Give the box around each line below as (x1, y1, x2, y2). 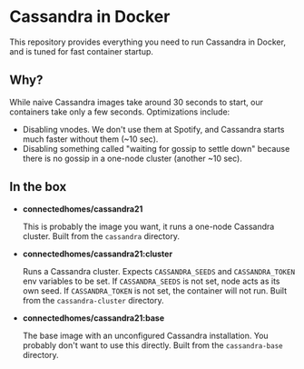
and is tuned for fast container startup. (9, 45, 154, 56)
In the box (9, 179, 67, 194)
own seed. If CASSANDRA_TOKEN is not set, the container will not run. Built (22, 284, 288, 296)
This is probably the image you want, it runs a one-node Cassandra (22, 221, 275, 232)
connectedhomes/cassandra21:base (22, 312, 165, 324)
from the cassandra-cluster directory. (22, 294, 164, 305)
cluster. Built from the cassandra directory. (22, 230, 180, 242)
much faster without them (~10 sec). (22, 134, 159, 145)
